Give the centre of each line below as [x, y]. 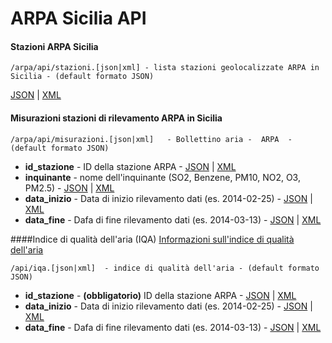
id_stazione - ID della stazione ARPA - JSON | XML [130, 166]
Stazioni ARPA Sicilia [54, 46]
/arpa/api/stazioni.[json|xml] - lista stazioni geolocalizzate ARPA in [165, 68]
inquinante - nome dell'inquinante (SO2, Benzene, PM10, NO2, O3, [162, 177]
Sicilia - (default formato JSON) [82, 77]
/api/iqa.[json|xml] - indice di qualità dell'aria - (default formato [165, 268]
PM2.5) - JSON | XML [69, 188]
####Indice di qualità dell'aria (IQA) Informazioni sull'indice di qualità [152, 239]
